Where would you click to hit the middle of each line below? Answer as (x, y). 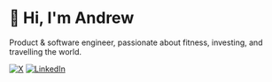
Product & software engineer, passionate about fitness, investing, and (136, 42)
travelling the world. (46, 51)
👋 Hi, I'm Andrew (72, 18)
